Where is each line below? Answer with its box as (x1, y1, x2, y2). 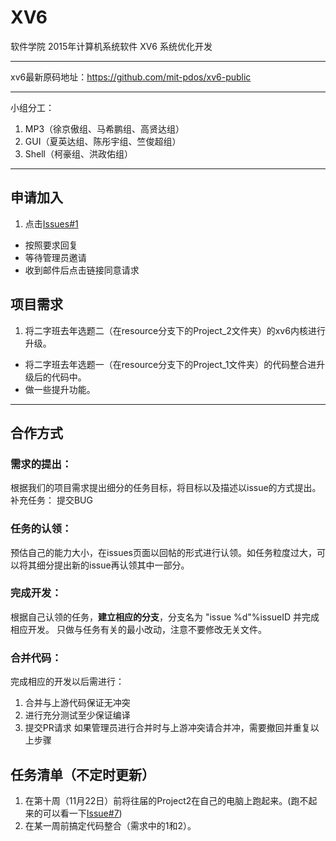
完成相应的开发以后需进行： (10, 676, 125, 688)
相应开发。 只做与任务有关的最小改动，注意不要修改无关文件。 (10, 623, 267, 635)
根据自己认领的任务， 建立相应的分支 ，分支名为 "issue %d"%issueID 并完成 (10, 611, 320, 623)
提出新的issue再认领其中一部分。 (53, 559, 190, 571)
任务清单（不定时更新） (10, 766, 155, 783)
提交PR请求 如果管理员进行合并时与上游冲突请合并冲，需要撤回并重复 (24, 722, 311, 734)
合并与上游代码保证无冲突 (24, 697, 131, 709)
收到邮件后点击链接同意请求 (24, 264, 140, 276)
